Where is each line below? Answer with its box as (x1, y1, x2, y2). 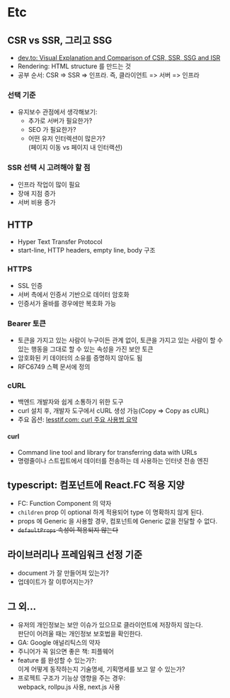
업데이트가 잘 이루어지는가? (17, 577, 93, 586)
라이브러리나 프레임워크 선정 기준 (7, 548, 143, 560)
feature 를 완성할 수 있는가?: (17, 655, 97, 664)
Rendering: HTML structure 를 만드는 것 (17, 62, 132, 70)
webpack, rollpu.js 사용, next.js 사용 (17, 682, 120, 691)
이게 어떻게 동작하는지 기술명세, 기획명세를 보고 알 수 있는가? (17, 665, 185, 673)
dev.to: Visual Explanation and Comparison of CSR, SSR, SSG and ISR (17, 54, 221, 62)
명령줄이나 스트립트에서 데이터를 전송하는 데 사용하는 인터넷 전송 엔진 (17, 456, 209, 465)
